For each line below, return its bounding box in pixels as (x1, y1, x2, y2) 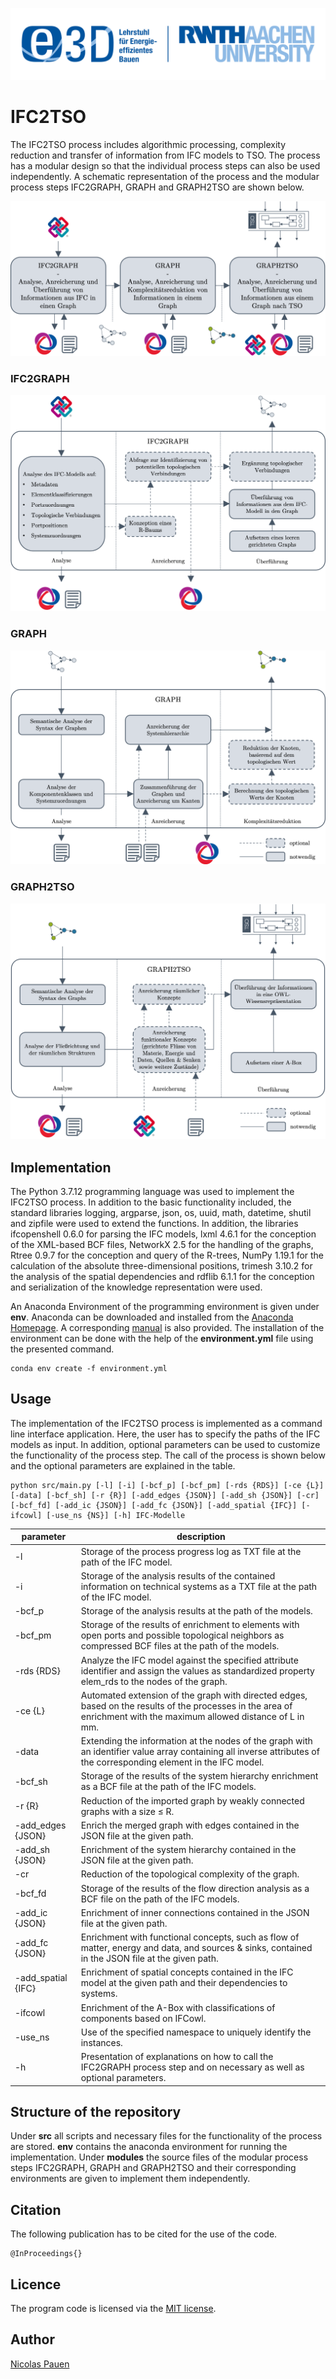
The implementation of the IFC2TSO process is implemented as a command (10, 1417, 323, 1429)
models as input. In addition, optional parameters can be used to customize (10, 1438, 321, 1450)
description (176, 1531, 226, 1543)
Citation (10, 2201, 62, 2218)
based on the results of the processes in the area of (80, 1699, 293, 1712)
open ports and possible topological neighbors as (80, 1629, 285, 1642)
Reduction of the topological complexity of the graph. (80, 1868, 300, 1880)
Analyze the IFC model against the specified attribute (80, 1654, 299, 1666)
